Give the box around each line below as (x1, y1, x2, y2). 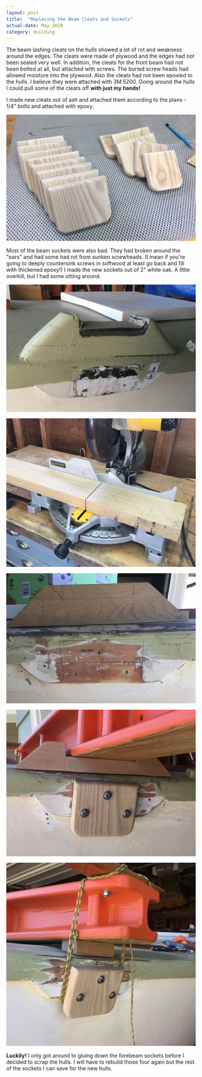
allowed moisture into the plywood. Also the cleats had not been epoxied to (6, 72, 193, 79)
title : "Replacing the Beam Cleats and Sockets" (6, 16, 133, 22)
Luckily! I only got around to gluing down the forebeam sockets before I (6, 1052, 185, 1059)
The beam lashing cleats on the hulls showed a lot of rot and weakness (6, 46, 182, 54)
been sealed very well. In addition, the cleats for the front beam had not (6, 59, 183, 66)
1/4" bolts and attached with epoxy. (6, 103, 94, 110)
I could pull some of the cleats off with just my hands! (6, 84, 141, 92)
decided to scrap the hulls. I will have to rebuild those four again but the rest (6, 1058, 195, 1066)
